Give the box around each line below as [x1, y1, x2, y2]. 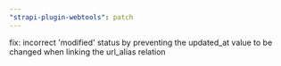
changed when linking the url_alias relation [9, 46, 167, 57]
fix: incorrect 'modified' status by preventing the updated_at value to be [9, 37, 273, 48]
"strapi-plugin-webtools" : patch [9, 12, 134, 22]
